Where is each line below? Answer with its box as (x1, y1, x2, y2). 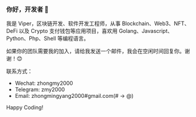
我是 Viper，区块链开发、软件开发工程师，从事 (6, 20, 121, 27)
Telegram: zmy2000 (14, 86, 65, 93)
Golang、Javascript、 (119, 27, 173, 35)
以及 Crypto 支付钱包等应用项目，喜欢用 (19, 27, 118, 35)
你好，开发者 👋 (6, 5, 49, 13)
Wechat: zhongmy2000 (14, 79, 73, 87)
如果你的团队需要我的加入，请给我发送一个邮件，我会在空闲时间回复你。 (6, 48, 185, 55)
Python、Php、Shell (6, 35, 56, 42)
